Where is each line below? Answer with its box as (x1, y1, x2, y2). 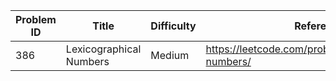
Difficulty (150, 19, 197, 33)
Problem (15, 13, 57, 26)
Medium (150, 49, 190, 62)
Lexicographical (65, 42, 142, 56)
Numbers (65, 55, 110, 68)
